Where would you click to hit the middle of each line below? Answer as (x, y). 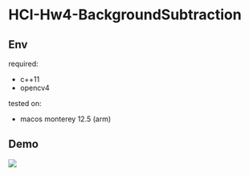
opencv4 (35, 88)
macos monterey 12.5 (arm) (65, 119)
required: (23, 63)
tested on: (25, 103)
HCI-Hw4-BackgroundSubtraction (125, 15)
